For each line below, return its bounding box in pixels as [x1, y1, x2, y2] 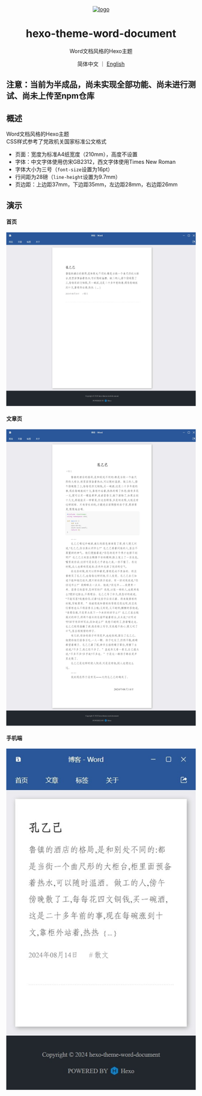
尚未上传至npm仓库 [22, 91, 95, 101]
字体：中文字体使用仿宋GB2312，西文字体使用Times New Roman [14, 158, 176, 166]
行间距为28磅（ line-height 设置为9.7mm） [14, 174, 121, 181]
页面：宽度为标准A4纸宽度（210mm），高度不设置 [14, 151, 138, 158]
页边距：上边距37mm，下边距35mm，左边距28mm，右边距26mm [14, 181, 178, 188]
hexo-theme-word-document [26, 27, 176, 40]
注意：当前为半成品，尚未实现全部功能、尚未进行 [6, 80, 188, 90]
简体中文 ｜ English [77, 60, 125, 67]
